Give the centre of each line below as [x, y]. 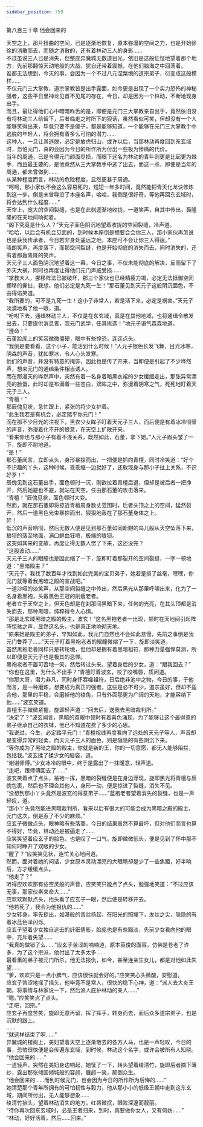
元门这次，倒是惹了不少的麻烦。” [46, 815]
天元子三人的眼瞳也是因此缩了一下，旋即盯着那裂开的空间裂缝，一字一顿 [96, 558]
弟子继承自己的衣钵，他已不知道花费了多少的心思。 [70, 724]
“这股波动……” [24, 550]
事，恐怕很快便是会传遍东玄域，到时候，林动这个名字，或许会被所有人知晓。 [101, 1049]
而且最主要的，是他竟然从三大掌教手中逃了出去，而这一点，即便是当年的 [107, 164]
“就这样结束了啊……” [32, 1034]
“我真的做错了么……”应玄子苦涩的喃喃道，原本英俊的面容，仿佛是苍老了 [95, 945]
